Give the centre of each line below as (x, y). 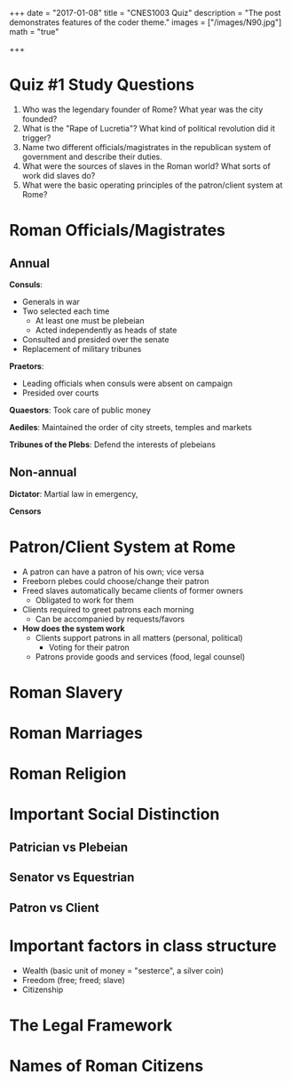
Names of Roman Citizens (107, 1065)
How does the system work (74, 628)
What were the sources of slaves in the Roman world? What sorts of (146, 166)
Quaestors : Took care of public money (80, 410)
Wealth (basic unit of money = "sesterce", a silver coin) (123, 970)
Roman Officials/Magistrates (118, 231)
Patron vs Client (54, 907)
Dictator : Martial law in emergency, (74, 493)
